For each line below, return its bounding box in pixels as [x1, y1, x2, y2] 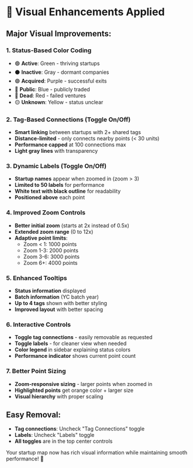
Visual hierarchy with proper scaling [14, 392, 104, 400]
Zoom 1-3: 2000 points [23, 247, 79, 254]
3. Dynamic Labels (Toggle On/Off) [6, 162, 107, 170]
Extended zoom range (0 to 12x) [14, 228, 94, 235]
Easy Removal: [6, 410, 61, 420]
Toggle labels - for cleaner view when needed [14, 340, 127, 347]
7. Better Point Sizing [6, 367, 66, 375]
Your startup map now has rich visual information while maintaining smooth [6, 449, 188, 456]
